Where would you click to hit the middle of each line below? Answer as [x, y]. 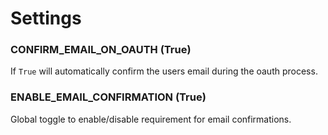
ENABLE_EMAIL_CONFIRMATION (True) [108, 97]
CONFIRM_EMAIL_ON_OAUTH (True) [101, 50]
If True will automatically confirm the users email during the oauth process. [164, 71]
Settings [46, 18]
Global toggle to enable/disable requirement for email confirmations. [151, 119]
